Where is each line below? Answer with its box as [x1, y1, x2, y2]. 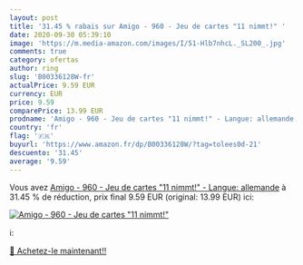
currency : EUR [9, 89, 64, 98]
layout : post [9, 13, 59, 23]
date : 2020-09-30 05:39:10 [9, 30, 112, 39]
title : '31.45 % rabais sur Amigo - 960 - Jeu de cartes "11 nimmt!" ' [9, 22, 286, 31]
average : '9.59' [9, 156, 71, 166]
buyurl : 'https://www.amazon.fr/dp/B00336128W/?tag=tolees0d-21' [9, 140, 261, 149]
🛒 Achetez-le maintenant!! [9, 245, 107, 256]
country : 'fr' [9, 123, 64, 132]
